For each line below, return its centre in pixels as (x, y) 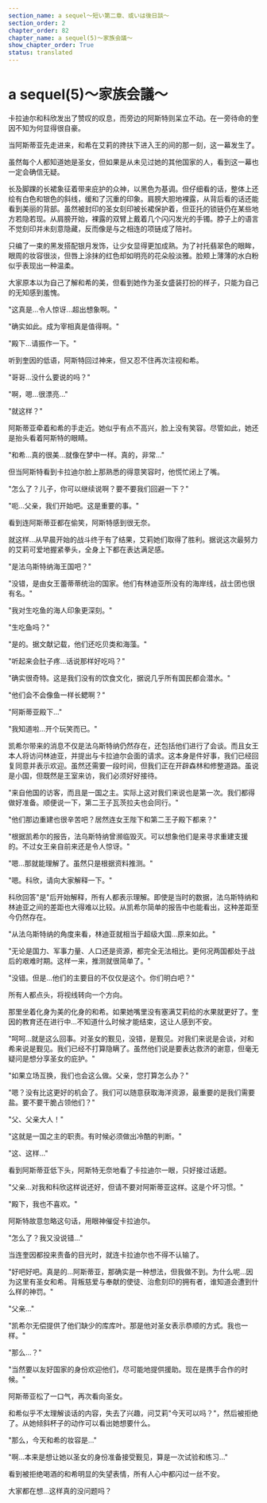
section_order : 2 (37, 23)
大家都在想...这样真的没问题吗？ (60, 1490)
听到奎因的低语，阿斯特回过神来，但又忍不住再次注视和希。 (106, 360)
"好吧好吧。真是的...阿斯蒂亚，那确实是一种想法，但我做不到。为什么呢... (127, 1271)
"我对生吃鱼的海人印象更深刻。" (60, 610)
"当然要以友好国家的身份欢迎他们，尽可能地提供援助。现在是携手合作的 (125, 1369)
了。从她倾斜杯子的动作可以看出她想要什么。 (81, 1423)
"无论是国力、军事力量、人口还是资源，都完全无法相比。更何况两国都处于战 (132, 951)
